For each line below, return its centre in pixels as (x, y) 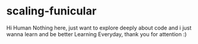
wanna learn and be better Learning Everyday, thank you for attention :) (97, 34)
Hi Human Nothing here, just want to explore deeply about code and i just (99, 28)
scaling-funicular (51, 11)
